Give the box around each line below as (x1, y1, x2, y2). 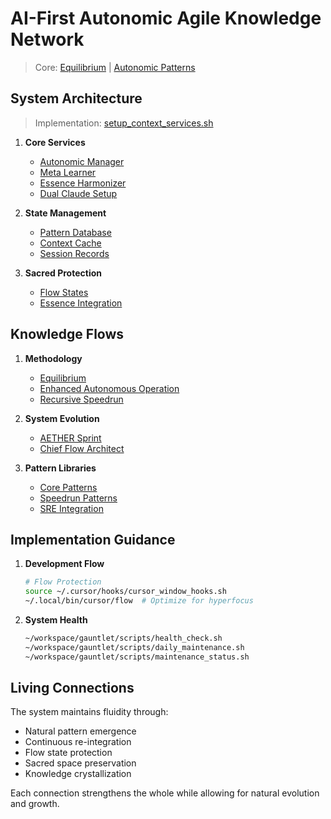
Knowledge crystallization (24, 768, 132, 780)
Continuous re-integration (24, 736, 132, 748)
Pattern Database (39, 226, 112, 238)
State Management (24, 207, 107, 219)
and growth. (10, 798, 60, 810)
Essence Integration (39, 297, 123, 309)
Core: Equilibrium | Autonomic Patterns (34, 61, 196, 73)
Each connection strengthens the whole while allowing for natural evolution (10, 787, 320, 799)
